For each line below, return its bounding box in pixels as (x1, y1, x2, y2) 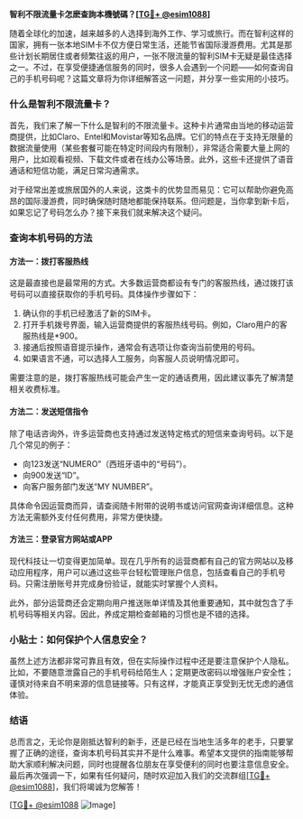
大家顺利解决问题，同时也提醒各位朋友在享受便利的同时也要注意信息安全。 (16, 759, 294, 770)
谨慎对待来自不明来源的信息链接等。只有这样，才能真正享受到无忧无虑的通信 (9, 678, 294, 689)
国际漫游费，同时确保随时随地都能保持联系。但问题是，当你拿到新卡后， (24, 196, 294, 207)
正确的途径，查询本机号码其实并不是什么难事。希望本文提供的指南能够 (24, 748, 286, 759)
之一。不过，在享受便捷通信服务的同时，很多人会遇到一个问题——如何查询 (9, 62, 286, 72)
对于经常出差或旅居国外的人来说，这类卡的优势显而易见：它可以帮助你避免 (9, 184, 286, 195)
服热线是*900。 (22, 330, 83, 341)
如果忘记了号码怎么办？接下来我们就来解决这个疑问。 (9, 207, 207, 218)
